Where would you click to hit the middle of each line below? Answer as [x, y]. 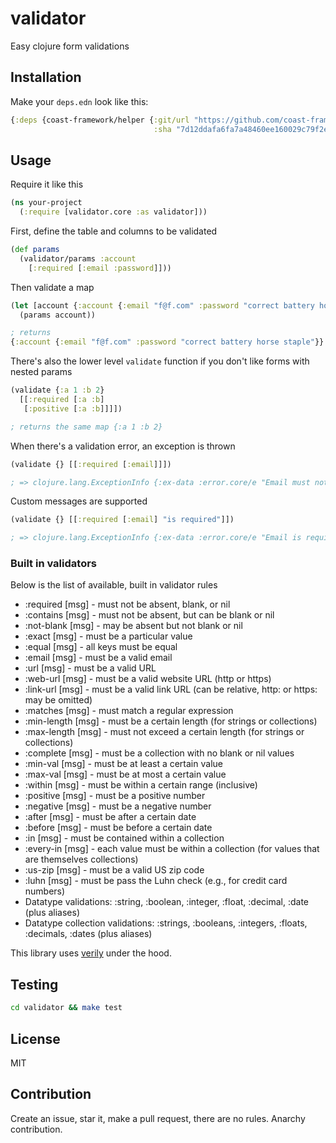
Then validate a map [52, 287]
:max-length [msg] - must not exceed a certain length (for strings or [164, 732]
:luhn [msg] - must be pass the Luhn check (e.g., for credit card [156, 881]
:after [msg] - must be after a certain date [110, 817]
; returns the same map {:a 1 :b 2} [86, 427]
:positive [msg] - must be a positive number [115, 796]
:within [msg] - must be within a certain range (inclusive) [141, 785]
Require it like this [47, 184]
